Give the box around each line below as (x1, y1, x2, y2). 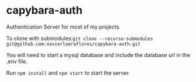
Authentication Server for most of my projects (6, 23, 120, 30)
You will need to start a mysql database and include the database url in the (6, 51, 191, 58)
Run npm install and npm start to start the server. (6, 69, 131, 76)
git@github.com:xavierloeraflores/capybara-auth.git (6, 41, 141, 47)
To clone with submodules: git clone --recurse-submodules (6, 34, 153, 42)
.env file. (6, 58, 28, 65)
